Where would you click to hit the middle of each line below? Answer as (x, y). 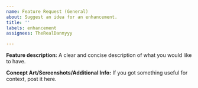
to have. (16, 62)
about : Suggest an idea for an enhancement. (62, 17)
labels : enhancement (32, 28)
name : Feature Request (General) (47, 11)
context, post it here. (31, 79)
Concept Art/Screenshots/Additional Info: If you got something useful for (97, 73)
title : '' (18, 22)
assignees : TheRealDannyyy (39, 33)
